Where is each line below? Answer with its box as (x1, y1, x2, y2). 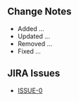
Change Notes (7, 6, 72, 18)
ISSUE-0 (17, 86, 43, 95)
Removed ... (17, 39, 53, 48)
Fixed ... (17, 47, 41, 55)
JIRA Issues (7, 67, 61, 80)
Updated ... (17, 32, 51, 40)
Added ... (17, 24, 44, 32)
